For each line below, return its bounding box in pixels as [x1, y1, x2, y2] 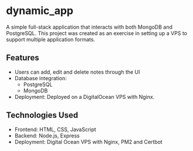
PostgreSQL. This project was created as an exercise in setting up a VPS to [6, 29, 188, 36]
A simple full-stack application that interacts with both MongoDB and [6, 23, 173, 30]
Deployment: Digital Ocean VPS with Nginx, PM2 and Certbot [14, 138, 162, 145]
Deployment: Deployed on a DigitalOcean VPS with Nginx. [14, 93, 155, 100]
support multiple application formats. [6, 36, 96, 43]
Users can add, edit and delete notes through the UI [14, 68, 140, 75]
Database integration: [14, 74, 67, 81]
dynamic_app [6, 4, 73, 18]
